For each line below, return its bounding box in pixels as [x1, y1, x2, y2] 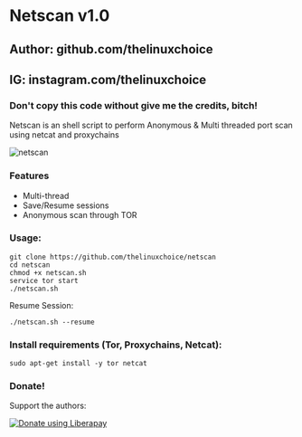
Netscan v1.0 [9, 5, 110, 26]
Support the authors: [9, 400, 87, 412]
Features [9, 169, 50, 182]
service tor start [9, 276, 79, 285]
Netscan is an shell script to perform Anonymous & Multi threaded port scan [9, 119, 294, 131]
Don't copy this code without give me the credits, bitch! [9, 99, 258, 111]
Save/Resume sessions [22, 200, 110, 211]
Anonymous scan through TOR [22, 209, 137, 220]
